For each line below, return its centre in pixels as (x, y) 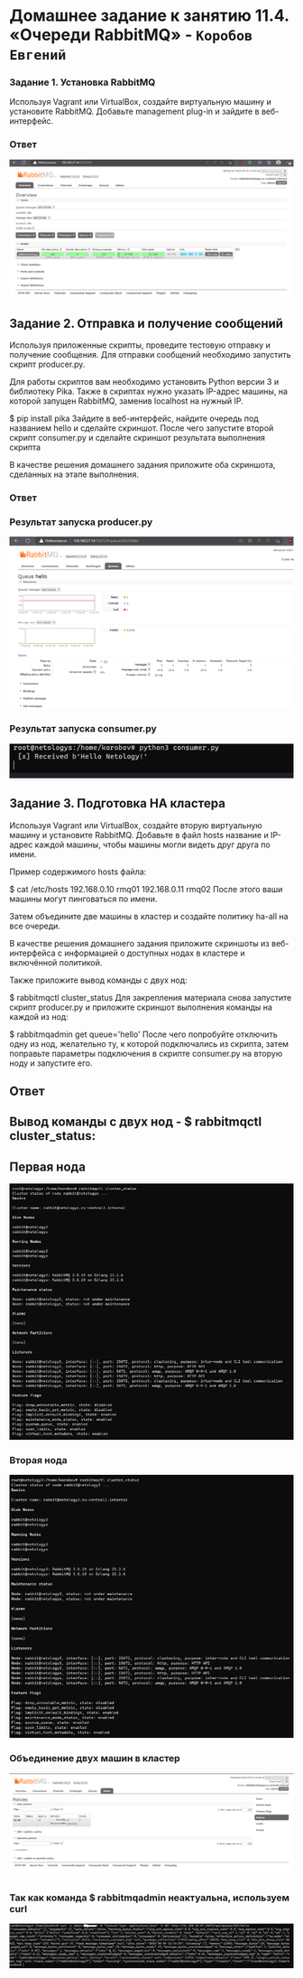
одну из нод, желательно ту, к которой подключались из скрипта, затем (149, 1043)
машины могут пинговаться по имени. (83, 899)
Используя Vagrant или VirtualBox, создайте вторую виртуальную (136, 825)
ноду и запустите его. (51, 1063)
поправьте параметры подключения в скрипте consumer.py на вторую (146, 1053)
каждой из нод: (39, 1016)
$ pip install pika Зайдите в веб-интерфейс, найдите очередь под (134, 419)
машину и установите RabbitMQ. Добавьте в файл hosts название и (139, 835)
